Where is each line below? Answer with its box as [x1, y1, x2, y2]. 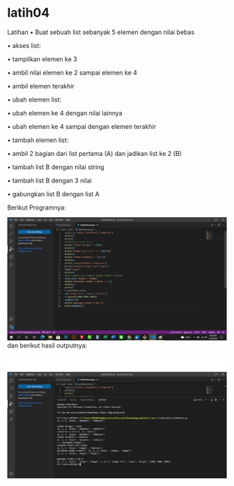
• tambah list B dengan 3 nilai [7, 176, 92, 185]
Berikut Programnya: [7, 203, 66, 212]
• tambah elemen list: [7, 136, 69, 144]
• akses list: [7, 41, 42, 49]
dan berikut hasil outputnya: [7, 341, 88, 350]
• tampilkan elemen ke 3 [7, 54, 78, 63]
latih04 [7, 5, 50, 21]
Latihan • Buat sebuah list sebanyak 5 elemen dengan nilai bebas [7, 28, 195, 36]
